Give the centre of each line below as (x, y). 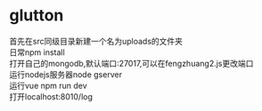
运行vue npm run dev (48, 85)
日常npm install (37, 52)
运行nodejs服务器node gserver (66, 74)
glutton (37, 16)
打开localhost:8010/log (51, 96)
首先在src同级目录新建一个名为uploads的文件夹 (96, 41)
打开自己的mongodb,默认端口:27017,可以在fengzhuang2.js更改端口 (131, 63)
